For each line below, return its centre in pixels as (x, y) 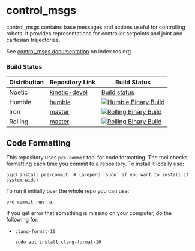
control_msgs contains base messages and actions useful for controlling (96, 27)
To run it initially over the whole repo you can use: (68, 191)
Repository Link (73, 83)
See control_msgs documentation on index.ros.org (69, 51)
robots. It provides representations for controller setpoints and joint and (94, 33)
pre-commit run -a (29, 202)
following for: (22, 220)
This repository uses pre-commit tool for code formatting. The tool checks (97, 158)
